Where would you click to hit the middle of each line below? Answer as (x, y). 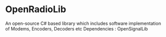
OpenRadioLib (36, 9)
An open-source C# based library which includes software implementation (83, 23)
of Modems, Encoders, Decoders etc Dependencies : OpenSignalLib (77, 28)
